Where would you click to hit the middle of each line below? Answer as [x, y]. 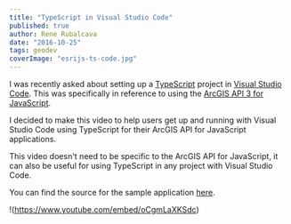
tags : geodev [33, 51]
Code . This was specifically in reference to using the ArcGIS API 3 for [137, 93]
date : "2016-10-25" [45, 42]
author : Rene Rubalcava [53, 34]
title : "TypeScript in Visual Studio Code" [91, 17]
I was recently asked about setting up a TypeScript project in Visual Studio [145, 84]
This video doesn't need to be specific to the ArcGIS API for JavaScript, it [144, 156]
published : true [39, 26]
